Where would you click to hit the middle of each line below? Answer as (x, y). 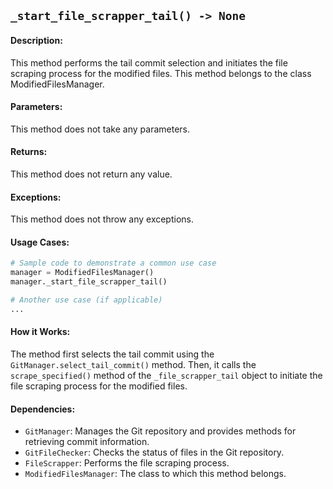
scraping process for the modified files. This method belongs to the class (161, 73)
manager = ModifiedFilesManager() (82, 273)
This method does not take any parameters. (100, 129)
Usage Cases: (40, 242)
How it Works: (40, 332)
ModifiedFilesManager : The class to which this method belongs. (155, 474)
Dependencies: (43, 409)
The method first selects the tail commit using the (112, 354)
